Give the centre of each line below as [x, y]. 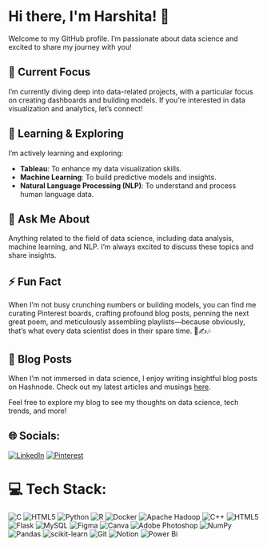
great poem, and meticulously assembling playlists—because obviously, [127, 322]
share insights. [32, 255]
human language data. [57, 194]
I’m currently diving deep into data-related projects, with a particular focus [131, 91]
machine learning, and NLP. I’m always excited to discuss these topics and [131, 247]
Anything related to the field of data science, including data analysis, [121, 239]
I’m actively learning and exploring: [66, 153]
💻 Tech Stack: [58, 489]
